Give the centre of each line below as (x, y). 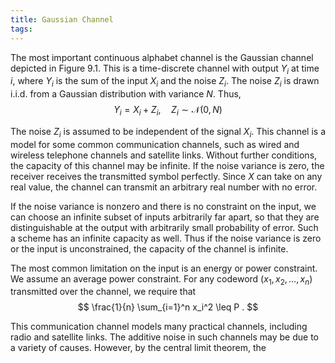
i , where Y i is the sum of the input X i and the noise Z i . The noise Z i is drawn (165, 82)
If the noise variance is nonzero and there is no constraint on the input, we (163, 206)
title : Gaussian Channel (62, 19)
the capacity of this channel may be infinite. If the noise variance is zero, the (167, 165)
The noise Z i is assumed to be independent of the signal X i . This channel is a (168, 132)
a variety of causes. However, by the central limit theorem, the (138, 348)
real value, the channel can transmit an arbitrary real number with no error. (164, 187)
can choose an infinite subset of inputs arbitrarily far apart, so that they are (165, 217)
